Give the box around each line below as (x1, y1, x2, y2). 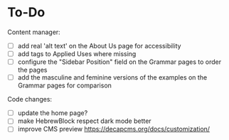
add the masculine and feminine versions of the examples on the (17, 73, 208, 82)
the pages (17, 65, 48, 75)
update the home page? (17, 109, 88, 117)
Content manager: (7, 28, 60, 36)
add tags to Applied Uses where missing (17, 50, 137, 58)
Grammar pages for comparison (17, 81, 112, 90)
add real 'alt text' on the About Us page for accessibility (17, 41, 181, 50)
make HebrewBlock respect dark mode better (17, 117, 151, 125)
